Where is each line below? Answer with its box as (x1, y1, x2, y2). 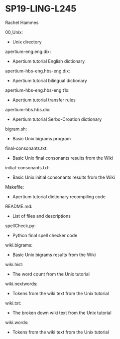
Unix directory (12, 38, 42, 45)
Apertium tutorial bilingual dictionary (12, 77, 87, 83)
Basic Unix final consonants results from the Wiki (12, 155, 114, 161)
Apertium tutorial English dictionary (12, 58, 85, 64)
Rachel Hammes (5, 19, 39, 25)
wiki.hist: (5, 261, 23, 267)
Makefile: (5, 184, 24, 190)
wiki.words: (5, 319, 29, 325)
